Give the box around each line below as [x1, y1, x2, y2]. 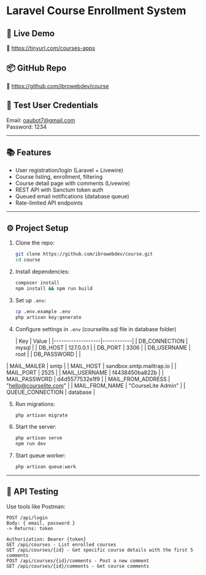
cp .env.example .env [15, 308, 71, 315]
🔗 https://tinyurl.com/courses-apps [6, 44, 96, 52]
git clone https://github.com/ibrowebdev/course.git [15, 251, 153, 257]
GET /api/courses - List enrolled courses [6, 541, 116, 547]
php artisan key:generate [15, 314, 82, 320]
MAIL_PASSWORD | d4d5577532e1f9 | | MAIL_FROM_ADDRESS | [6, 375, 170, 383]
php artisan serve [15, 435, 63, 441]
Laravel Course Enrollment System [6, 4, 186, 18]
